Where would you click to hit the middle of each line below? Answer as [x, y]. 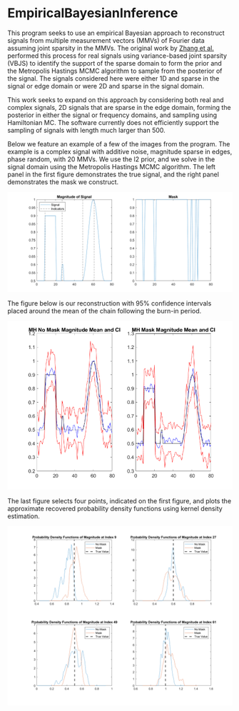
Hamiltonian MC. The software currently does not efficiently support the [113, 122]
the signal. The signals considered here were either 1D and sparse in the [113, 78]
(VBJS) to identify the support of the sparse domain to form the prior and [115, 63]
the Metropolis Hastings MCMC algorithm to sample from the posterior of [115, 71]
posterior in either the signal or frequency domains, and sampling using [112, 115]
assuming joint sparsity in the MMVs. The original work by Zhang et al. [111, 48]
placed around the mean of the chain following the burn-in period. [105, 311]
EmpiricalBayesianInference [93, 13]
